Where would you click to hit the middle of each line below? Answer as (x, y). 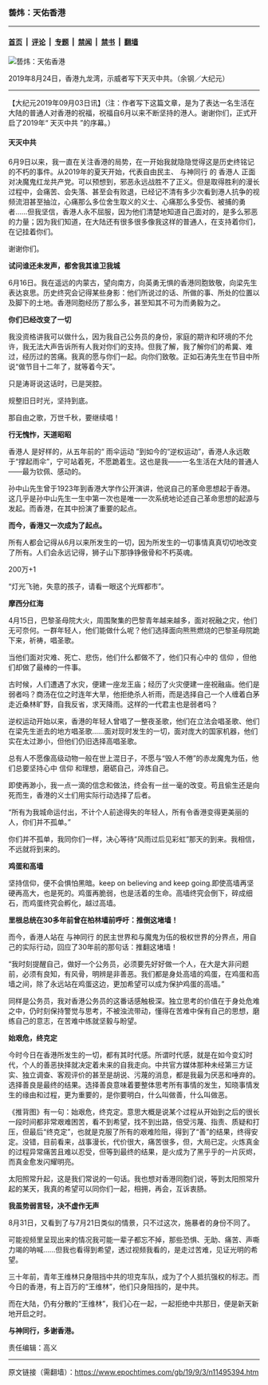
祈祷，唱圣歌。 (53, 640)
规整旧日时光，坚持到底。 (50, 400)
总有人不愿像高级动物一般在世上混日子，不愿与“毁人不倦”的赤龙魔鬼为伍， (130, 758)
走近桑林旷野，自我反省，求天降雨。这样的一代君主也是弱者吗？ (113, 704)
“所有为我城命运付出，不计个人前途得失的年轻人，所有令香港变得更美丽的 (129, 812)
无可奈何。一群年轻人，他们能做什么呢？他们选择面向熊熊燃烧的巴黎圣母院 (130, 630)
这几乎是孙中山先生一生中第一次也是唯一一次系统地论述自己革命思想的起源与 (134, 498)
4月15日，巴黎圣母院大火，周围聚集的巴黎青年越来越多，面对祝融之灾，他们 (133, 620)
